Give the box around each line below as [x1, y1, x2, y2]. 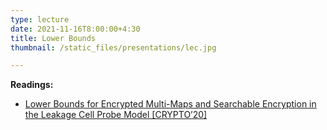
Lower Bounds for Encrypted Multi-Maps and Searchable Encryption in [24, 98, 317, 110]
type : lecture [10, 14, 70, 25]
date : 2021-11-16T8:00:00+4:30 [10, 24, 141, 34]
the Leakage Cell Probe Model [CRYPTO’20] [24, 109, 208, 121]
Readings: [10, 79, 54, 91]
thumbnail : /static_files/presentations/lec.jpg [10, 42, 217, 53]
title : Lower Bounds [10, 33, 97, 43]
